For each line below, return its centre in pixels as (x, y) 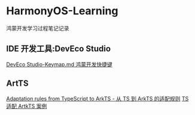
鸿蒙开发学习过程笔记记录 (38, 28)
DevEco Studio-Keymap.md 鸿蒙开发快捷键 (59, 64)
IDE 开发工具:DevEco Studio (59, 49)
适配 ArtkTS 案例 (27, 106)
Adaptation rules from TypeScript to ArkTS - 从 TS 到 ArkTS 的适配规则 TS (97, 98)
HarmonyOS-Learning (62, 11)
